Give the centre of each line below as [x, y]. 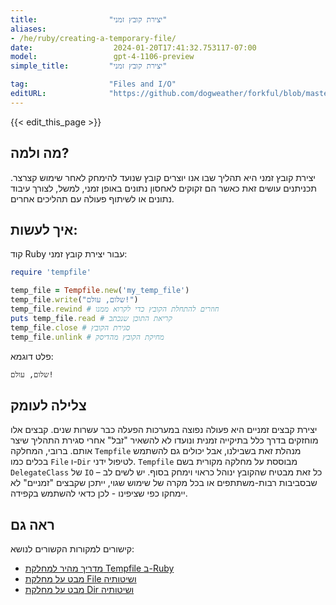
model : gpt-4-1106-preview [102, 57]
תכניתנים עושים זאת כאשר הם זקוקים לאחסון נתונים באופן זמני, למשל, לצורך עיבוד [164, 188]
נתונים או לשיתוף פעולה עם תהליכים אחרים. [92, 198]
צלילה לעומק [48, 405]
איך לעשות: [44, 229]
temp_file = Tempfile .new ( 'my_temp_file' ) [100, 291]
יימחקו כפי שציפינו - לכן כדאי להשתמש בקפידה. [99, 493]
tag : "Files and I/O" [93, 84]
